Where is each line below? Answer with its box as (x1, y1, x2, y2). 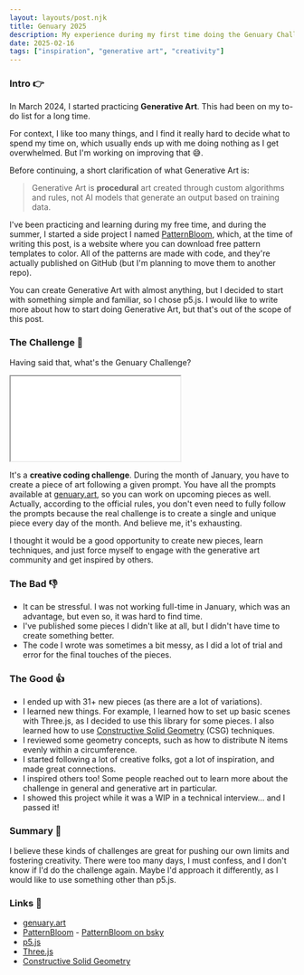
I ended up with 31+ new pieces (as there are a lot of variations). (22, 696, 262, 707)
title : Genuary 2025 (9, 22, 88, 31)
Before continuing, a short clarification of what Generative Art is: (9, 165, 251, 176)
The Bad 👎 (9, 577, 58, 590)
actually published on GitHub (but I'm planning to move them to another (9, 258, 276, 269)
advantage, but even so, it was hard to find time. (22, 611, 204, 622)
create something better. (22, 630, 115, 641)
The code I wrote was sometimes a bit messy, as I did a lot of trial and (22, 639, 283, 651)
